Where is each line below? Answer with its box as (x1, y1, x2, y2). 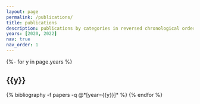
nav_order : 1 (6, 42, 39, 48)
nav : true (6, 36, 31, 42)
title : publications (6, 20, 58, 26)
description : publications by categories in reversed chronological (6, 25, 180, 31)
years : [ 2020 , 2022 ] (6, 31, 58, 37)
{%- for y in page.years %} (6, 58, 73, 65)
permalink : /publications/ (6, 14, 73, 20)
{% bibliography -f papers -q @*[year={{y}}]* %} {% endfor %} (6, 91, 163, 98)
